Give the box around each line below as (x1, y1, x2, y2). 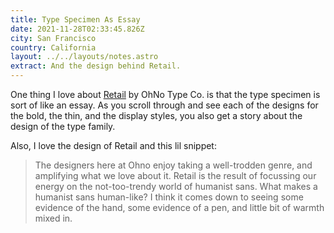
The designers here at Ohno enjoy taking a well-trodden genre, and (34, 159, 313, 171)
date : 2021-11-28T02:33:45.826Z (10, 24, 145, 34)
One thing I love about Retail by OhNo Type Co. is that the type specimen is (10, 89, 321, 100)
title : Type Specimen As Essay (10, 14, 141, 25)
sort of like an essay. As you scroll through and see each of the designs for (10, 99, 319, 111)
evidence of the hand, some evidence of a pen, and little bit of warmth (34, 202, 325, 213)
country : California (10, 42, 97, 53)
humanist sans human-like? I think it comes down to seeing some (34, 191, 304, 203)
